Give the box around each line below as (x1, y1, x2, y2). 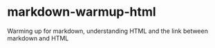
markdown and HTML (7, 34, 69, 42)
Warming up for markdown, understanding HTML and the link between (7, 27, 209, 35)
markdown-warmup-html (7, 4, 157, 20)
